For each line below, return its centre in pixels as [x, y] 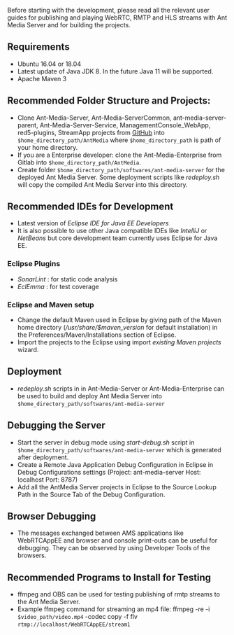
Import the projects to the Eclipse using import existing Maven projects [119, 342]
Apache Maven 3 [42, 78]
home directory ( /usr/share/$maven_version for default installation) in [117, 328]
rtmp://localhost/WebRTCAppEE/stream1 [74, 625]
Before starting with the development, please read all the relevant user [109, 10]
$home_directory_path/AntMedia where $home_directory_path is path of [119, 140]
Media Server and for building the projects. [69, 25]
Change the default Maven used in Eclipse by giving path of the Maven [119, 320]
